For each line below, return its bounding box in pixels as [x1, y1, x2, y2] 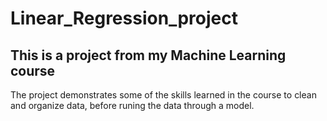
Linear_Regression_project [10, 7, 238, 30]
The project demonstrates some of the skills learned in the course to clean [10, 89, 317, 101]
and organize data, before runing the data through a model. [10, 100, 255, 111]
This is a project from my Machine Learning [10, 47, 287, 64]
